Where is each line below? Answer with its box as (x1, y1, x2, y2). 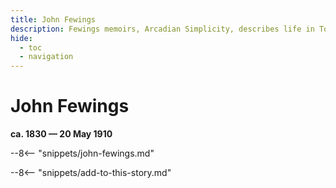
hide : (10, 33, 33, 43)
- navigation (19, 52, 74, 62)
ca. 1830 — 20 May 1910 (10, 128, 113, 140)
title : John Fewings (10, 14, 97, 25)
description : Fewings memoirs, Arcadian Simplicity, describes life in (10, 24, 315, 34)
